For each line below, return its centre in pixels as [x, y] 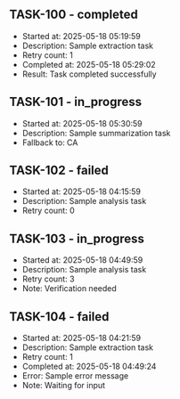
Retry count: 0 [48, 211]
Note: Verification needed [70, 289]
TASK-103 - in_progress [77, 238]
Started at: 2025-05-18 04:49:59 [82, 260]
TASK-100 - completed [74, 15]
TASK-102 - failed [59, 171]
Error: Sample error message [75, 376]
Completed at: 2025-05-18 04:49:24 [89, 366]
